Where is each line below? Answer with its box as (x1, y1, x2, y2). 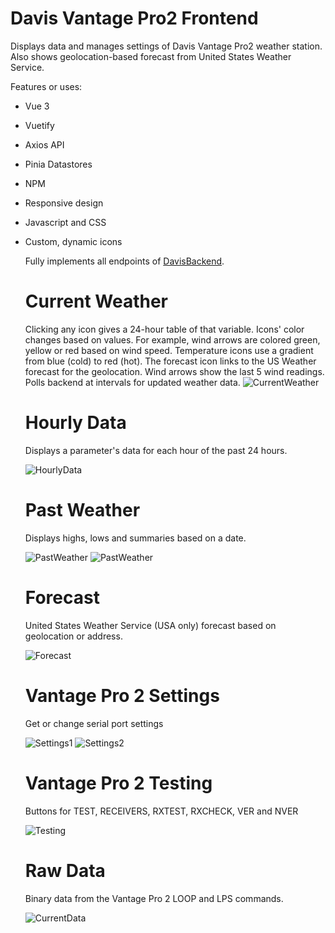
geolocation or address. (24, 630, 123, 642)
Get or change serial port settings (24, 717, 164, 729)
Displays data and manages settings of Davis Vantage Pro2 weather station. (10, 40, 323, 52)
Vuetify (24, 119, 55, 131)
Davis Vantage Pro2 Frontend (10, 7, 259, 30)
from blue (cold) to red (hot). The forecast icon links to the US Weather (24, 355, 317, 367)
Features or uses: (10, 80, 83, 92)
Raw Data (24, 859, 106, 882)
